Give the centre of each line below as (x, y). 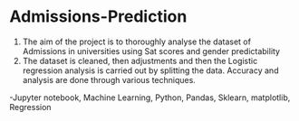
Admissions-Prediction (98, 17)
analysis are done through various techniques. (109, 79)
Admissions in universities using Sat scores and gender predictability (151, 51)
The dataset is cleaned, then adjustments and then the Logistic (140, 60)
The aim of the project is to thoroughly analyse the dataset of (137, 42)
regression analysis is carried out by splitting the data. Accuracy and (150, 70)
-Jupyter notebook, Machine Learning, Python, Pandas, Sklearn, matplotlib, (150, 98)
